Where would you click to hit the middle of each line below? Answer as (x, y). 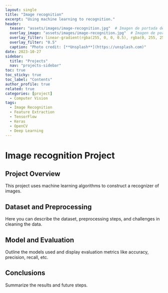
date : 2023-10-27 (23, 51)
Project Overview (33, 174)
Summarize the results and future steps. (46, 285)
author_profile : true (28, 84)
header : (13, 24)
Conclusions (25, 273)
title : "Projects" (29, 61)
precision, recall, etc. (27, 257)
